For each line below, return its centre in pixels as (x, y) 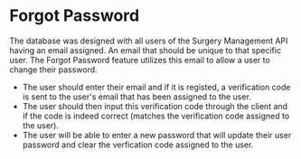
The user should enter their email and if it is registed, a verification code (156, 87)
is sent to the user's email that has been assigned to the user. (136, 97)
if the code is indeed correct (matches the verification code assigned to (156, 116)
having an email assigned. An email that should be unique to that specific (146, 50)
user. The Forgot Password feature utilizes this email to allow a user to (140, 60)
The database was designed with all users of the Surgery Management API (149, 41)
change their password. (53, 70)
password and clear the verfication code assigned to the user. (138, 145)
